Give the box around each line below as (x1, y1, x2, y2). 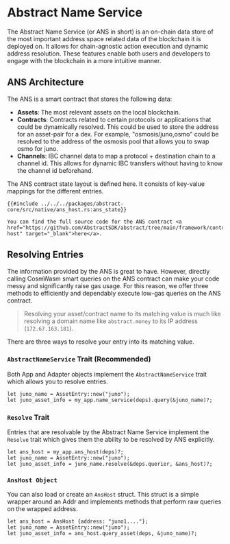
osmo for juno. (16, 144, 58, 152)
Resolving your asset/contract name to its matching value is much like (23, 309, 221, 318)
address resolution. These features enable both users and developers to (7, 49, 211, 58)
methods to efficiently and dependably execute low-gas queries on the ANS (7, 289, 221, 297)
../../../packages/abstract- (40, 200, 125, 207)
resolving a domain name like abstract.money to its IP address (23, 317, 199, 325)
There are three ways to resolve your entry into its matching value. (7, 338, 194, 346)
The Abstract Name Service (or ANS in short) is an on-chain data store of (7, 27, 214, 36)
